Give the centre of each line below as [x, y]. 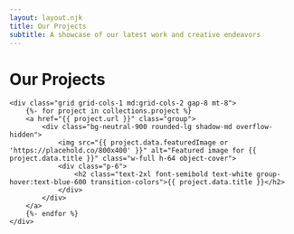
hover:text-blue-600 [48, 183]
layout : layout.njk [46, 18]
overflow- [254, 127]
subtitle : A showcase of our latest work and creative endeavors [135, 34]
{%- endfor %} [52, 214]
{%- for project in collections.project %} [109, 111]
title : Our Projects [48, 26]
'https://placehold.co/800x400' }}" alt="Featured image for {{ [133, 151]
